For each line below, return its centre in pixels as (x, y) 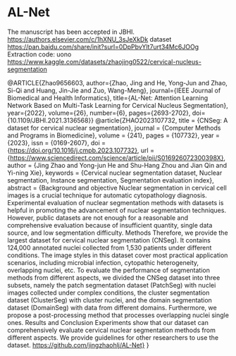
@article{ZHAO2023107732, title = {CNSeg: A (161, 120)
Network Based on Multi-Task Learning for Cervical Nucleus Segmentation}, (118, 105)
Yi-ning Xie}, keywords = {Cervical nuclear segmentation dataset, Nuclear (115, 173)
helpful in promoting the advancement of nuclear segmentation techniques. (117, 210)
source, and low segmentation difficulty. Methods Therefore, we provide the (118, 233)
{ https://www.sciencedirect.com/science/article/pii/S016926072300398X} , (117, 158)
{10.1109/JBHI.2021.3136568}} (50, 120)
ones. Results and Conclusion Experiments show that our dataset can (108, 322)
